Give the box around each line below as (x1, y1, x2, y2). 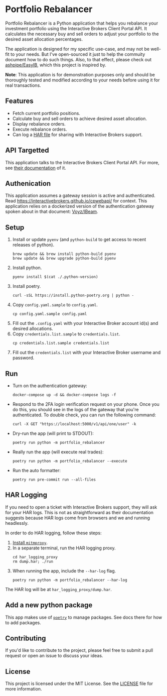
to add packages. (5, 619, 42, 626)
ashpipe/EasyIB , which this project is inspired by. (5, 62, 106, 68)
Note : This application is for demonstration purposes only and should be (5, 71, 155, 77)
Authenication (5, 179, 51, 188)
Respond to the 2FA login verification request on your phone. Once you (12, 401, 159, 407)
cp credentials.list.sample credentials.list (12, 340, 109, 346)
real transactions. (5, 82, 41, 88)
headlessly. (5, 520, 29, 526)
